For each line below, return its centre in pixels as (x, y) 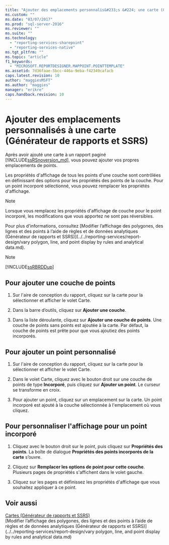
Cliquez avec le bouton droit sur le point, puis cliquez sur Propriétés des (88, 446)
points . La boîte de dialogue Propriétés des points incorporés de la (83, 452)
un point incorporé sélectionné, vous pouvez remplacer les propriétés (77, 186)
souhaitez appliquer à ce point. (45, 487)
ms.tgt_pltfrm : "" (24, 52)
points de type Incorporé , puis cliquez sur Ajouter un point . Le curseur (86, 385)
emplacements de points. (31, 166)
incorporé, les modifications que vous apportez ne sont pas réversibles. (80, 216)
